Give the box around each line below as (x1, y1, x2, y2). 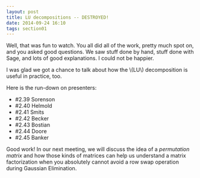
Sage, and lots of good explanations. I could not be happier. (6, 55, 154, 62)
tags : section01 (6, 25, 47, 32)
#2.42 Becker (14, 115, 49, 122)
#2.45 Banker (14, 134, 49, 141)
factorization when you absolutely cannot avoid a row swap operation (6, 158, 180, 165)
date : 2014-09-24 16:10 (6, 20, 66, 26)
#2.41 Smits (14, 108, 45, 116)
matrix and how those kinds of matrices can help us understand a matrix (6, 152, 187, 159)
